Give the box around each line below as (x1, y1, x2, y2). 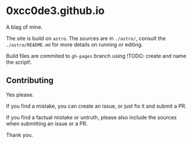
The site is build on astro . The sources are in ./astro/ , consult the (6, 35, 166, 42)
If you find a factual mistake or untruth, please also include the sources (6, 114, 177, 121)
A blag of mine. (6, 23, 43, 30)
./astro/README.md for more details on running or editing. (6, 41, 143, 48)
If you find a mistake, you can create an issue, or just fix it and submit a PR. (6, 102, 187, 109)
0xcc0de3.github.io (6, 4, 105, 18)
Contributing (6, 76, 54, 85)
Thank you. (6, 131, 33, 138)
